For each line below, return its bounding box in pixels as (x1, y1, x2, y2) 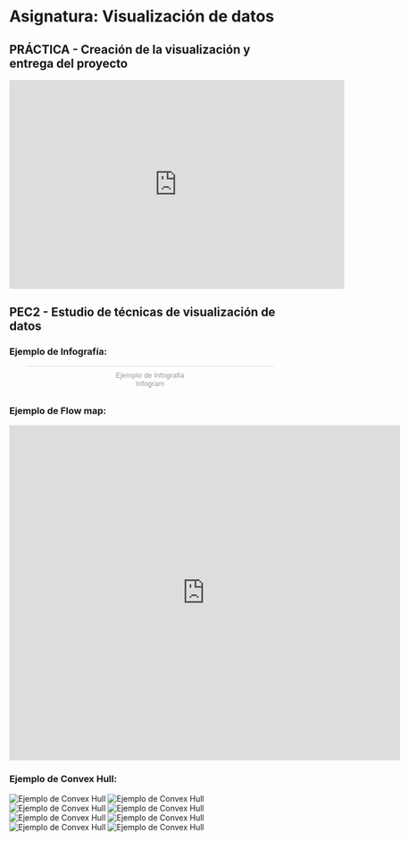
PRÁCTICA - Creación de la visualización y (9, 42, 251, 57)
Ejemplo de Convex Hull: (9, 773, 118, 786)
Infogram (135, 379, 165, 389)
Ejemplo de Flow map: (9, 405, 107, 417)
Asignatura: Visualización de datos (9, 6, 275, 27)
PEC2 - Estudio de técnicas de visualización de (9, 304, 276, 319)
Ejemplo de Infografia (115, 371, 185, 381)
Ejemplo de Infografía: (9, 345, 107, 357)
